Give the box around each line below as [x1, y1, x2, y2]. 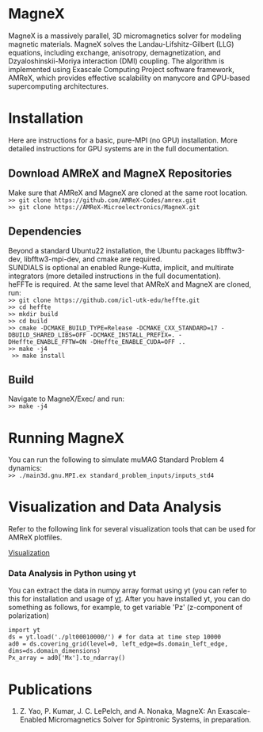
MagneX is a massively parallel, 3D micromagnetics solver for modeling [8, 31, 242, 40]
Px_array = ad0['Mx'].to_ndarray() [8, 654, 126, 662]
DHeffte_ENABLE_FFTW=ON [8, 337, 87, 345]
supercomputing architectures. [8, 81, 109, 91]
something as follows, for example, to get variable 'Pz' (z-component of [8, 603, 243, 612]
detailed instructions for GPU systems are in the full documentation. [8, 143, 230, 153]
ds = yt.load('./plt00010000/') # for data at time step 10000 [8, 633, 222, 642]
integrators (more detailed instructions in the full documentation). [8, 271, 222, 280]
